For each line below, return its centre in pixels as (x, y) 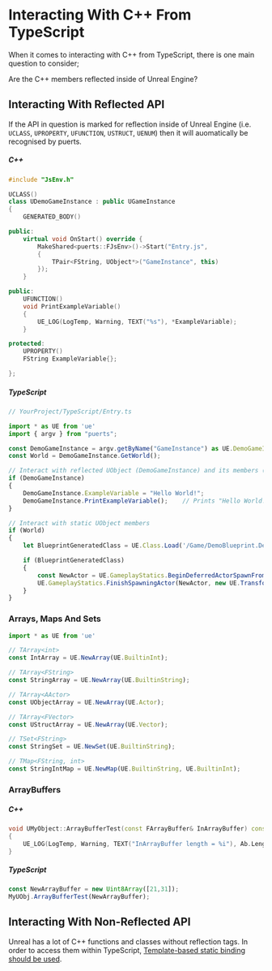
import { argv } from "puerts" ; (63, 434)
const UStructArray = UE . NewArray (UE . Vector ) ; (88, 724)
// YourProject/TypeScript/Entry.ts (70, 412)
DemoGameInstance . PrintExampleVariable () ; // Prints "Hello (132, 501)
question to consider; (44, 63)
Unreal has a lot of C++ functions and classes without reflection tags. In (128, 941)
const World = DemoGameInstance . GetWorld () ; (85, 456)
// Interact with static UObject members (79, 523)
